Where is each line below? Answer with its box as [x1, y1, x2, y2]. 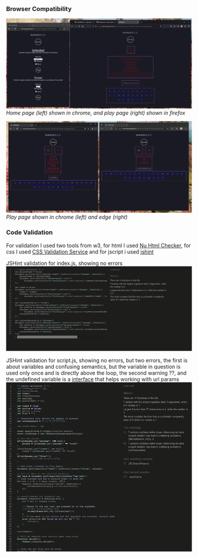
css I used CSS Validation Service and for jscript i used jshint [6, 248, 154, 255]
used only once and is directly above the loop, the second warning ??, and [6, 369, 187, 377]
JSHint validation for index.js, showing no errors [6, 259, 123, 267]
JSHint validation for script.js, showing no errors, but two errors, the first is [6, 357, 188, 364]
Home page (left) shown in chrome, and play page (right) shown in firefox [6, 109, 186, 116]
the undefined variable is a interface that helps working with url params [6, 376, 180, 383]
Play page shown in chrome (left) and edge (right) [6, 213, 128, 220]
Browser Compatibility [6, 5, 72, 13]
